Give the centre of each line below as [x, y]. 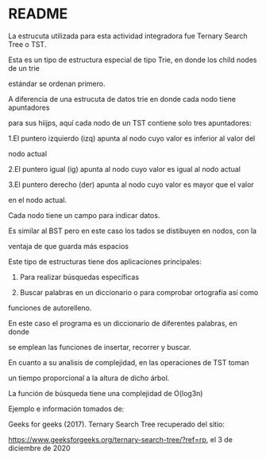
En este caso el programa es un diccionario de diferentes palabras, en [123, 323]
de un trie [24, 68]
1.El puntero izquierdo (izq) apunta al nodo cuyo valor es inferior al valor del [132, 138]
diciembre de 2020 [39, 448]
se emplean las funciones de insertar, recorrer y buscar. [100, 347]
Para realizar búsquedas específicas [79, 277]
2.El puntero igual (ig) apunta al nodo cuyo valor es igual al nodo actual [124, 169]
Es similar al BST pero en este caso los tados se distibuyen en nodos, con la [132, 231]
